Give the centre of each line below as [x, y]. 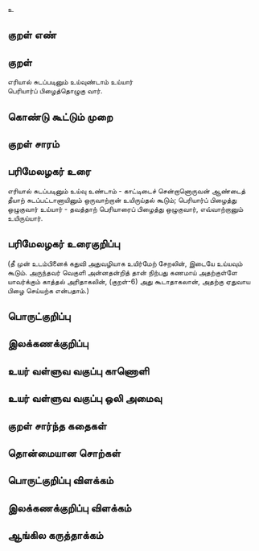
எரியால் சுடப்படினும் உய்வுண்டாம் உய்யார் [70, 82]
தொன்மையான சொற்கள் [64, 453]
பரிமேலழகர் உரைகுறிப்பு [64, 244]
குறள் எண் [32, 35]
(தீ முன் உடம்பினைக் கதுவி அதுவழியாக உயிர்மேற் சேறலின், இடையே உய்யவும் [125, 263]
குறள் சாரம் [33, 144]
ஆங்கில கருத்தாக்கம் [55, 535]
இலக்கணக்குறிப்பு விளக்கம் [70, 508]
